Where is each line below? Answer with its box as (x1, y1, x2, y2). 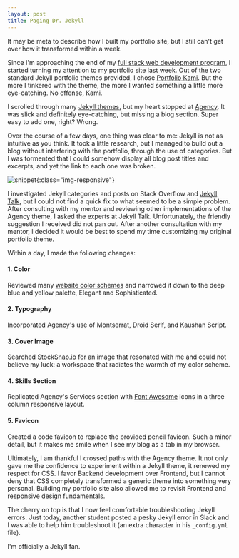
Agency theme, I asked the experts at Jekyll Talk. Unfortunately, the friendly (7, 212, 230, 220)
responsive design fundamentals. (7, 492, 106, 500)
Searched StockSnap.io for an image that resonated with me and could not (7, 352, 227, 361)
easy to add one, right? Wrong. (7, 117, 98, 126)
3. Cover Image (7, 337, 54, 345)
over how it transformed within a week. (7, 44, 123, 53)
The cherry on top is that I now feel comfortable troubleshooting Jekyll (7, 505, 215, 514)
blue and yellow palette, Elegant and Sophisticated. (7, 288, 158, 297)
